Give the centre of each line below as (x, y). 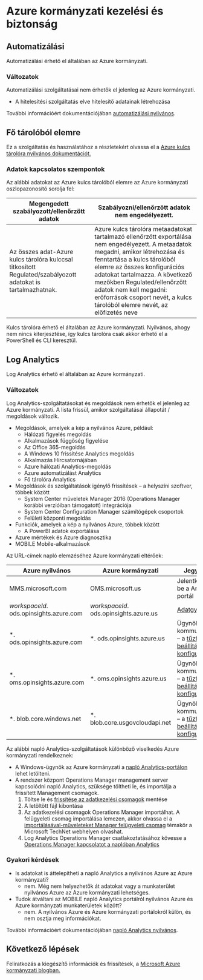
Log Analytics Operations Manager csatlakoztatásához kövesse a (105, 837)
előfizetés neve (116, 312)
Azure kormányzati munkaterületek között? (68, 905)
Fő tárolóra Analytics (50, 479)
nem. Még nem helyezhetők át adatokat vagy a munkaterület (99, 886)
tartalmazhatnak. (33, 290)
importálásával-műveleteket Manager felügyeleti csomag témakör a (108, 825)
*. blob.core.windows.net (45, 719)
